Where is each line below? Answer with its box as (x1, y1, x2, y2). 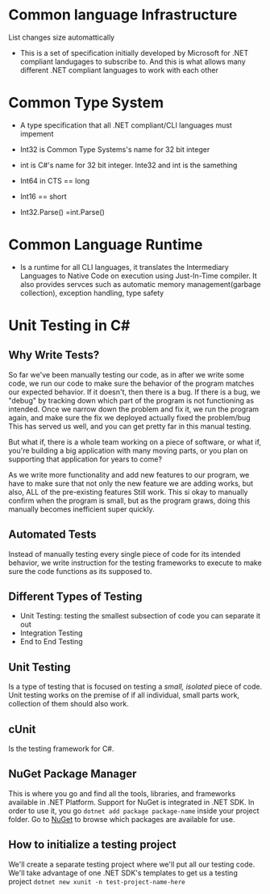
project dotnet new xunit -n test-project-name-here (8, 876, 185, 886)
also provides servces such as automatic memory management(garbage (19, 279, 261, 289)
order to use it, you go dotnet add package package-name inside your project (8, 806, 260, 816)
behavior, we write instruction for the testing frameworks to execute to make (8, 558, 262, 567)
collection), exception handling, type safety (19, 288, 164, 297)
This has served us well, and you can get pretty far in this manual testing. (8, 421, 251, 431)
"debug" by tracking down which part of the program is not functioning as (8, 395, 255, 405)
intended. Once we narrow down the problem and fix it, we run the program (8, 404, 260, 414)
